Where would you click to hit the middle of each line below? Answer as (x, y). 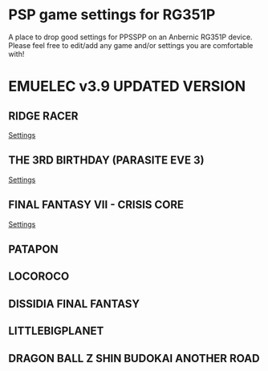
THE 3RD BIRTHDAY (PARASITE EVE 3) (106, 161)
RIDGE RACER (43, 116)
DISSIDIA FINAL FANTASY (74, 303)
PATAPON (33, 249)
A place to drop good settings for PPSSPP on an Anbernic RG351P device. (130, 37)
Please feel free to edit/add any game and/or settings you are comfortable (131, 45)
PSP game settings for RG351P (112, 15)
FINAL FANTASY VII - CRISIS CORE (96, 205)
